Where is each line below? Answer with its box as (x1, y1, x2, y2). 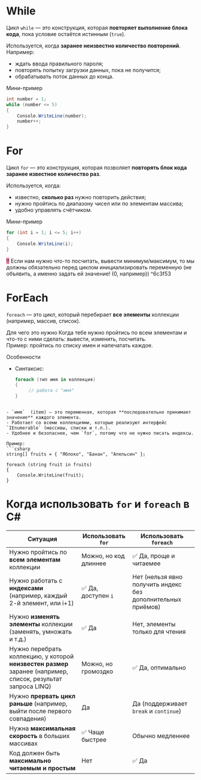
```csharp (6, 446, 31, 452)
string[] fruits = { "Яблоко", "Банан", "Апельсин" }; (6, 451, 146, 457)
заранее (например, (9, 667, 69, 676)
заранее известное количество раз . (6, 170, 101, 178)
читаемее (132, 559, 161, 568)
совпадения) (9, 715, 47, 722)
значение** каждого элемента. (6, 415, 82, 421)
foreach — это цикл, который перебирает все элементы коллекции (6, 311, 179, 318)
